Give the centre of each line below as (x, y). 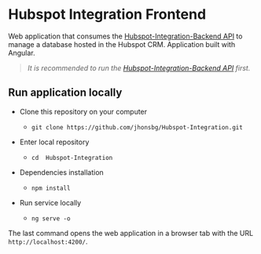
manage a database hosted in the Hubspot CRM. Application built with (122, 44)
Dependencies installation (61, 172)
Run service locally (50, 202)
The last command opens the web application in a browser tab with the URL (131, 233)
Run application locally (65, 93)
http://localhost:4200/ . (48, 241)
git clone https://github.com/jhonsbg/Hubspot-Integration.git (137, 127)
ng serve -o (51, 218)
